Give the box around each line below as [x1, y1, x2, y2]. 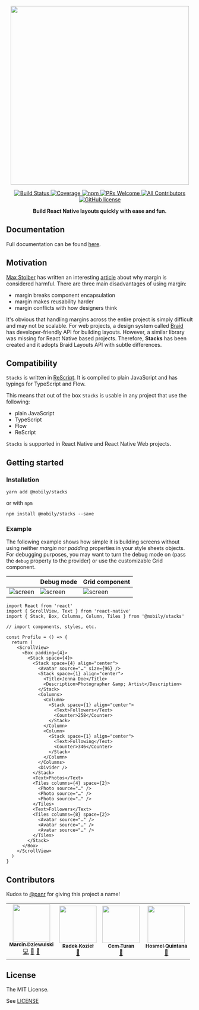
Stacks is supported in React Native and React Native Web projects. [6, 440, 171, 447]
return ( [11, 639, 33, 646]
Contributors [6, 875, 55, 885]
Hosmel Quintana [145, 942, 188, 949]
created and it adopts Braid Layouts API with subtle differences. [6, 341, 162, 348]
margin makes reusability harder [14, 298, 94, 305]
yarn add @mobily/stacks [6, 489, 68, 495]
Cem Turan [108, 942, 135, 949]
